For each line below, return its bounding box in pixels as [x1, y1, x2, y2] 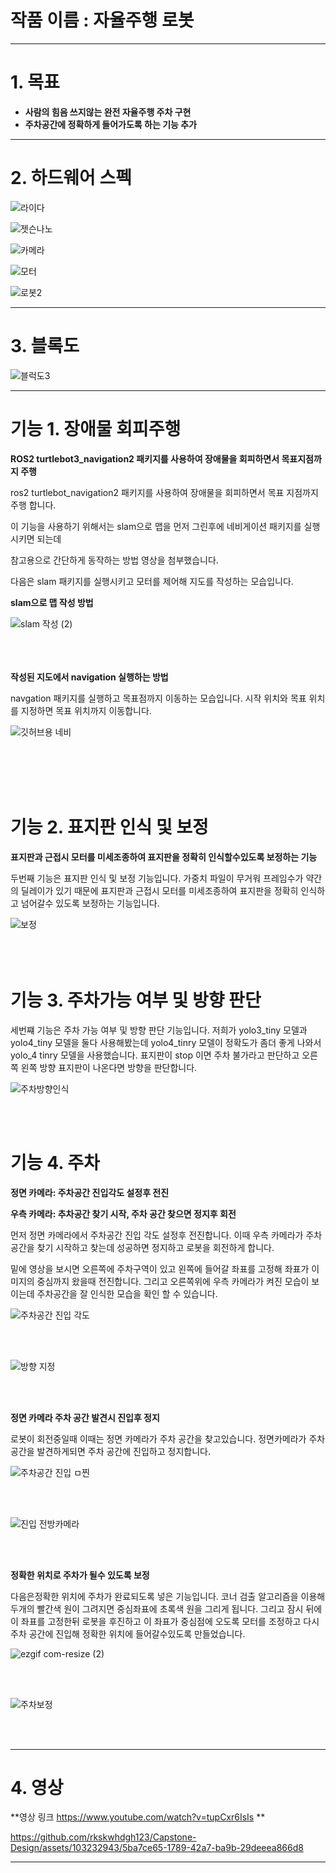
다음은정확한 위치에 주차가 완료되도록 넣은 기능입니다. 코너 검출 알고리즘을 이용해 [10, 1590, 326, 1602]
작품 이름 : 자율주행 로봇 [10, 9, 195, 32]
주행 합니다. [10, 499, 57, 511]
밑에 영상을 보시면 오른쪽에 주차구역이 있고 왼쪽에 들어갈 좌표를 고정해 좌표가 [10, 1262, 310, 1275]
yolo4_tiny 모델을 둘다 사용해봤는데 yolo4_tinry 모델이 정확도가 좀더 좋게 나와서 [10, 1036, 322, 1048]
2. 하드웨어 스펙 [10, 167, 132, 190]
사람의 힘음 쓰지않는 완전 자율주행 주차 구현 [24, 106, 192, 118]
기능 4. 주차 [10, 1151, 100, 1174]
